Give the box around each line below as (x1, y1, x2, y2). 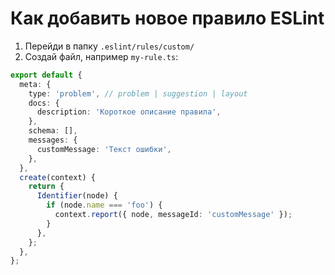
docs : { (28, 98, 60, 108)
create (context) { (19, 172, 97, 182)
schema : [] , (28, 126, 78, 136)
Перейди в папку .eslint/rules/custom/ (24, 40, 195, 52)
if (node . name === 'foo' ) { (46, 200, 163, 211)
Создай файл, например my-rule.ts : (24, 50, 179, 62)
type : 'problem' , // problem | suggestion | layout (28, 88, 248, 99)
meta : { (19, 79, 52, 89)
